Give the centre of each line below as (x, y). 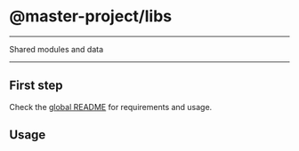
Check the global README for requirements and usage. (111, 107)
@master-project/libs (90, 16)
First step (36, 86)
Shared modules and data (57, 49)
